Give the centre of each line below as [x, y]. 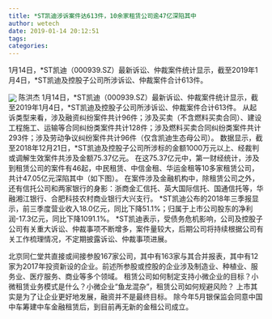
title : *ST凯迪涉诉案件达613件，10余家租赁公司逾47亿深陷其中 [102, 16]
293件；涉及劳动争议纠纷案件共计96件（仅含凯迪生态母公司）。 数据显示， [132, 138]
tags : [17, 38]
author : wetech [34, 23]
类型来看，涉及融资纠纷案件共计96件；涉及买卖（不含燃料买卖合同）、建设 [138, 117]
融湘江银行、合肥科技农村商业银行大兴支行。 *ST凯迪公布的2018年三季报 [130, 198]
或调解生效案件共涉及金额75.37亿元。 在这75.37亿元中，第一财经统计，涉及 [134, 158]
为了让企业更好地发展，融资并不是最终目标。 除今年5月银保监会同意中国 [142, 297]
